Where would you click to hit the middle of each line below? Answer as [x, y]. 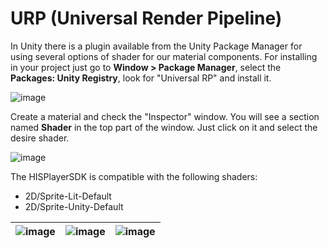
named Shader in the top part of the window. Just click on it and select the [164, 127]
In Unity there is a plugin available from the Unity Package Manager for [156, 46]
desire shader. [40, 138]
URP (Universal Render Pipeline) [146, 18]
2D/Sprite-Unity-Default [74, 206]
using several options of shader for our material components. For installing [164, 56]
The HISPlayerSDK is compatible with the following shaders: [134, 176]
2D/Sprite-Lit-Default [68, 196]
